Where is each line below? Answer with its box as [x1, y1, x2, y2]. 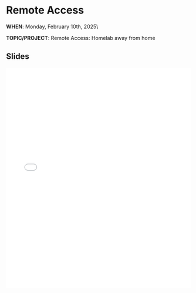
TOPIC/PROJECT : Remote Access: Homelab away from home [6, 34, 156, 41]
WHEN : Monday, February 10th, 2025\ [6, 23, 99, 30]
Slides [6, 51, 29, 62]
